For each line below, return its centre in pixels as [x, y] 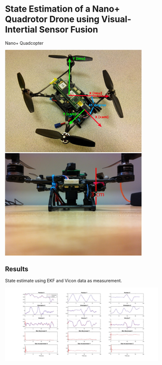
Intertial [21, 30]
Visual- [116, 19]
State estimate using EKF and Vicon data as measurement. [64, 281]
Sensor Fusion [69, 30]
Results [17, 269]
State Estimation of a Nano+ [63, 9]
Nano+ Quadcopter [24, 43]
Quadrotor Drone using [52, 19]
